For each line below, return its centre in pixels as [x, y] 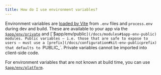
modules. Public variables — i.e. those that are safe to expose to [77, 38]
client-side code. [22, 53]
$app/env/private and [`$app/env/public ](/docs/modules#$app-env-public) [81, 34]
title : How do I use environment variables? [51, 9]
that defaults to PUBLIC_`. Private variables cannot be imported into [76, 47]
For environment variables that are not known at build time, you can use [78, 62]
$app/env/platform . [25, 67]
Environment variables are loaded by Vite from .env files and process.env [79, 23]
